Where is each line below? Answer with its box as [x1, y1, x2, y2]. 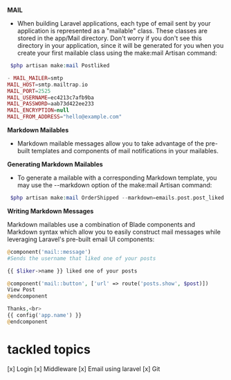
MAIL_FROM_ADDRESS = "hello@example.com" [7, 114, 122, 121]
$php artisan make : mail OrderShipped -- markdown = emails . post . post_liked [10, 194, 225, 201]
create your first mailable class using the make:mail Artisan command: [17, 49, 218, 57]
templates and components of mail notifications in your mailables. [31, 147, 219, 155]
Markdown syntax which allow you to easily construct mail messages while [7, 227, 221, 236]
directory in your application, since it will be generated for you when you [17, 42, 224, 49]
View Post [7, 286, 36, 293]
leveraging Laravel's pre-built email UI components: [7, 235, 155, 243]
